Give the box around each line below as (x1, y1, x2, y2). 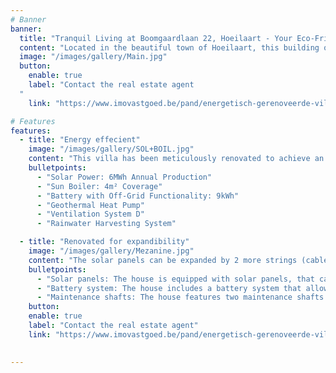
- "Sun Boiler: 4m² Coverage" (36, 181, 163, 191)
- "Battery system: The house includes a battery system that (36, 283, 302, 293)
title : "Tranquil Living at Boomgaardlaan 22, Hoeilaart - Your (19, 33, 293, 43)
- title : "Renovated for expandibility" (19, 237, 190, 247)
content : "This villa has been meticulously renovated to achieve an (28, 154, 325, 164)
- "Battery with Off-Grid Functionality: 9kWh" (36, 191, 240, 201)
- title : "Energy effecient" (19, 135, 141, 145)
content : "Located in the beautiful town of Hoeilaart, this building (19, 42, 320, 53)
